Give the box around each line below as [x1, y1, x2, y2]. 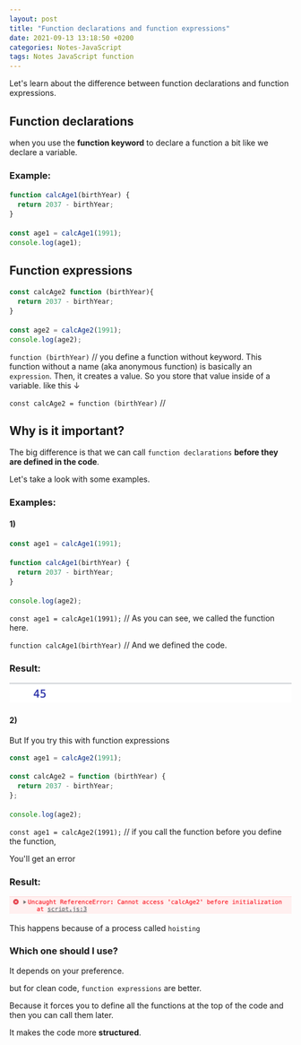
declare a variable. [9, 146, 78, 157]
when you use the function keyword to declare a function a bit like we [9, 137, 269, 148]
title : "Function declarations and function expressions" [9, 23, 230, 33]
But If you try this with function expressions [9, 735, 170, 745]
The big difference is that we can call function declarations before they [9, 447, 279, 457]
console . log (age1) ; [9, 238, 82, 247]
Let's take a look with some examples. [9, 474, 150, 484]
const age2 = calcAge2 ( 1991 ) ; [9, 326, 123, 335]
